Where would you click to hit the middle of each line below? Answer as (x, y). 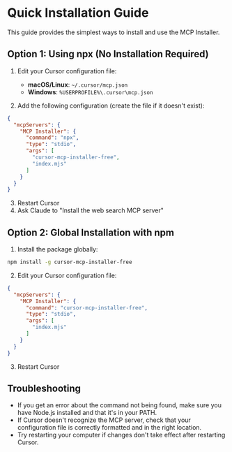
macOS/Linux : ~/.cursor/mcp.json (78, 85)
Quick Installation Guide (78, 13)
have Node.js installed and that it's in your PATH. (87, 413)
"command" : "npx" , (52, 138)
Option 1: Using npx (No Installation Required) (108, 54)
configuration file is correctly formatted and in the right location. (109, 428)
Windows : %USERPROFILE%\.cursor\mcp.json (90, 92)
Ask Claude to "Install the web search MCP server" (90, 210)
